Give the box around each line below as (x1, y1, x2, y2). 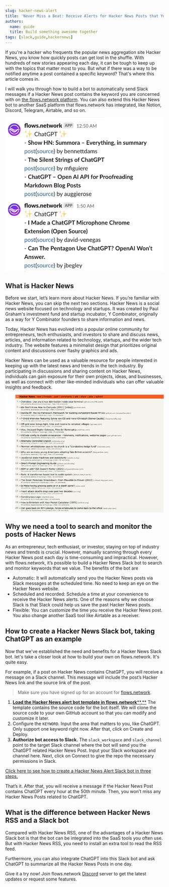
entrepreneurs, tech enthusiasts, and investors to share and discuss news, (5, 331, 159, 338)
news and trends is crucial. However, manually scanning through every (5, 549, 152, 555)
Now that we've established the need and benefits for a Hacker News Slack (5, 648, 162, 654)
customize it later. (12, 715, 49, 721)
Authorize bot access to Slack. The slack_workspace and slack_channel (12, 737, 162, 743)
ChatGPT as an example (5, 635, 82, 643)
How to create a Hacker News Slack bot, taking (5, 627, 155, 636)
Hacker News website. (12, 585, 59, 591)
